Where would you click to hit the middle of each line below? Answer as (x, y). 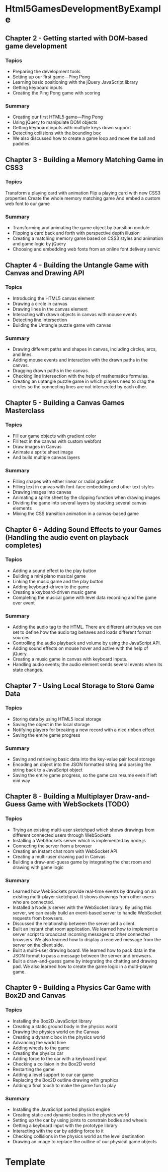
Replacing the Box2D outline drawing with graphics (65, 1080)
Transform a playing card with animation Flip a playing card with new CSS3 (83, 193)
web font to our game (28, 203)
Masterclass (25, 410)
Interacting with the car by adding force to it (58, 1131)
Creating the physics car (38, 1053)
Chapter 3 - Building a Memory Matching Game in (84, 160)
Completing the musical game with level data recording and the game (85, 597)
